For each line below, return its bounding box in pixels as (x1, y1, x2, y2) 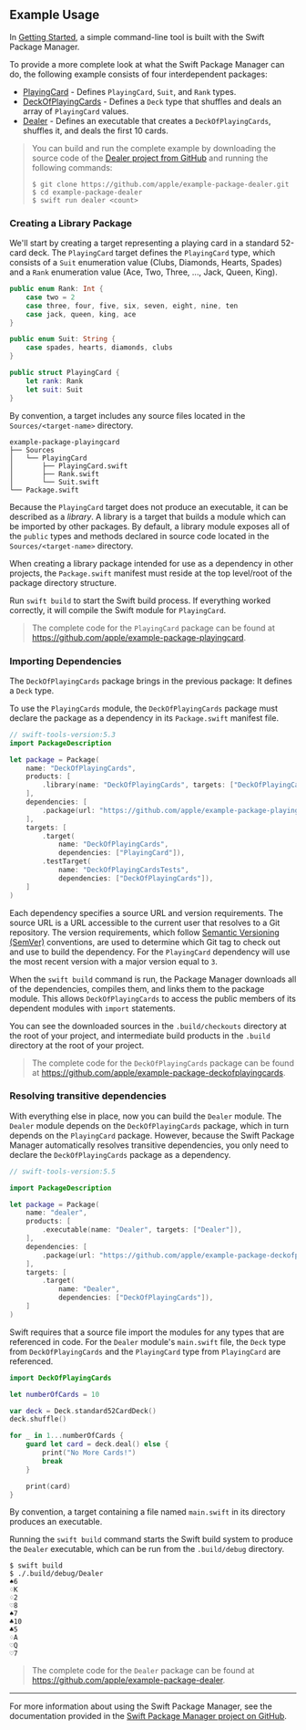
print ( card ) (25, 1482, 71, 1491)
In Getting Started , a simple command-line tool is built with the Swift (9, 31, 265, 42)
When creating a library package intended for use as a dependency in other (9, 558, 294, 568)
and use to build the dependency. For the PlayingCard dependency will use (9, 946, 291, 957)
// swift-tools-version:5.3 (9, 730, 117, 739)
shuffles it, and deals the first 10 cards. (22, 125, 168, 136)
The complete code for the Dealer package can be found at (31, 1665, 255, 1676)
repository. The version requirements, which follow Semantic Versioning (9, 926, 280, 938)
